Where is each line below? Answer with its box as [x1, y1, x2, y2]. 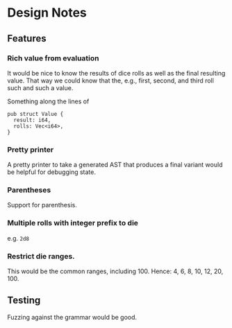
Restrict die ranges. [7, 251, 75, 261]
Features [7, 33, 47, 44]
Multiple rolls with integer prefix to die [7, 218, 139, 228]
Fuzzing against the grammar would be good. [7, 313, 138, 321]
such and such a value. [7, 83, 74, 92]
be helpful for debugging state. [7, 168, 96, 176]
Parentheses [7, 185, 51, 195]
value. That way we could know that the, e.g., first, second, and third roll [7, 76, 214, 85]
